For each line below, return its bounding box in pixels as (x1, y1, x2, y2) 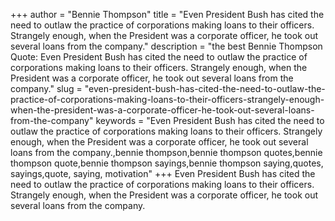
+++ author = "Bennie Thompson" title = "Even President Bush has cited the (10, 9, 325, 20)
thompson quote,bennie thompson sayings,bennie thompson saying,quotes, (10, 157, 324, 169)
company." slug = (10, 83, 83, 94)
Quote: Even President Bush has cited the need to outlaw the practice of (10, 51, 308, 63)
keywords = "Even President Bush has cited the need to (95, 115, 325, 126)
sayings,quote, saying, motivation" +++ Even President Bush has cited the (10, 168, 316, 179)
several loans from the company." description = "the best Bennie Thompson (10, 40, 323, 52)
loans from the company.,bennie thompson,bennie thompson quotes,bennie (10, 147, 323, 158)
